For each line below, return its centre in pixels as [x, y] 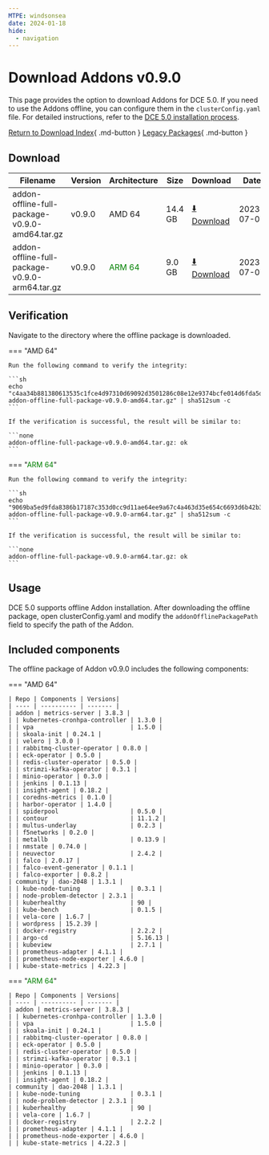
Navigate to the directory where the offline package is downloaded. [119, 335]
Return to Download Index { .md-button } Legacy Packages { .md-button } [128, 132]
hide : [17, 31]
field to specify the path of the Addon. [71, 624]
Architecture [134, 180]
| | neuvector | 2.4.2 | [85, 854]
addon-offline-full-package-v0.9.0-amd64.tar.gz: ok [98, 442]
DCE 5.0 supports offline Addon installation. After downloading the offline [129, 608]
